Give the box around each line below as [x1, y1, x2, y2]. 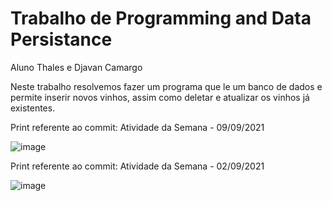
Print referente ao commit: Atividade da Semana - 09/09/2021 [10, 121, 265, 133]
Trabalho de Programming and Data [10, 7, 312, 30]
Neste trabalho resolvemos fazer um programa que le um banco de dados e [10, 80, 323, 92]
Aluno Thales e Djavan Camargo [10, 61, 143, 73]
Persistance [10, 28, 113, 51]
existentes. [10, 102, 56, 114]
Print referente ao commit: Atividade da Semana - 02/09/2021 [10, 160, 265, 172]
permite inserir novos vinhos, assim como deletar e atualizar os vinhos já [10, 91, 310, 103]
